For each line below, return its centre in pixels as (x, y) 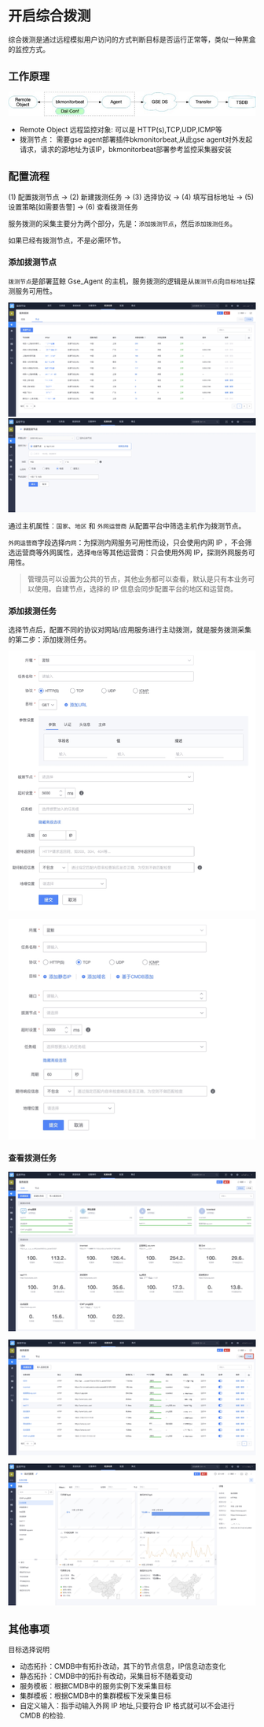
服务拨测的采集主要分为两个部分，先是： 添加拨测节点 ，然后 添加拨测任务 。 (123, 223)
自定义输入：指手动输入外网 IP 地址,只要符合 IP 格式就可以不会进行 (127, 1706)
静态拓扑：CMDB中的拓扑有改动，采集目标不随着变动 (106, 1676)
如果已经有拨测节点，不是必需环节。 (67, 240)
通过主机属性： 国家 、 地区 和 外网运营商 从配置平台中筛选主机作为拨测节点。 (127, 525)
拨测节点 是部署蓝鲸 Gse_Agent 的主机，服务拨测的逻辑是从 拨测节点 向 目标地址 (128, 281)
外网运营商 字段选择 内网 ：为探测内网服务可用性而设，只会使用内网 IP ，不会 (126, 542)
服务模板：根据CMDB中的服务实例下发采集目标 (95, 1686)
